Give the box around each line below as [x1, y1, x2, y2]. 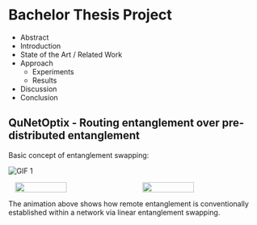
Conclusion [19, 92, 58, 102]
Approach [19, 58, 54, 68]
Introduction [19, 40, 61, 50]
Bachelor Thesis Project [8, 6, 172, 24]
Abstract [19, 32, 49, 42]
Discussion [19, 83, 57, 94]
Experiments [32, 66, 74, 76]
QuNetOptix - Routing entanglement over [8, 116, 220, 130]
